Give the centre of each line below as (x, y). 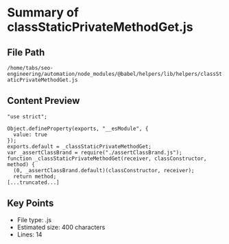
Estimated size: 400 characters (61, 227)
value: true (31, 135)
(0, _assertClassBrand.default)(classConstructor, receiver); (104, 170)
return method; (35, 176)
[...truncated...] (33, 182)
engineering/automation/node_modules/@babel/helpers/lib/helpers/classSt (115, 74)
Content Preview (44, 101)
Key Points (31, 203)
